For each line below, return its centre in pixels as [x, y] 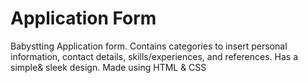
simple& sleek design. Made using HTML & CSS [108, 67]
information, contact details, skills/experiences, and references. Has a [154, 56]
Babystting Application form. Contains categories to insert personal [149, 46]
